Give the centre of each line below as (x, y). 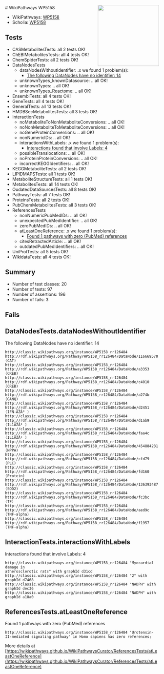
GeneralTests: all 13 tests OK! (41, 106)
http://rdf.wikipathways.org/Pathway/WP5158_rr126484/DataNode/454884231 (82, 446)
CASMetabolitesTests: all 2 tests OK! (49, 49)
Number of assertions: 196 (39, 294)
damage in (15, 567)
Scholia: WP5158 (29, 22)
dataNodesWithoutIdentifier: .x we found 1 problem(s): (74, 70)
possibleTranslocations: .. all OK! (52, 153)
